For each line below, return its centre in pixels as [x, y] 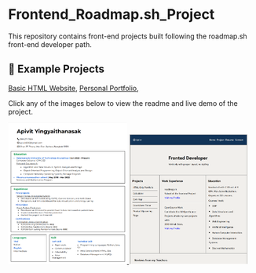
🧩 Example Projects [56, 69]
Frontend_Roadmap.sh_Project [112, 15]
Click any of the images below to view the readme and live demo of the [123, 103]
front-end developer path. [50, 44]
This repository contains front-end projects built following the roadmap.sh [128, 36]
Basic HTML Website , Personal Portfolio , [73, 88]
